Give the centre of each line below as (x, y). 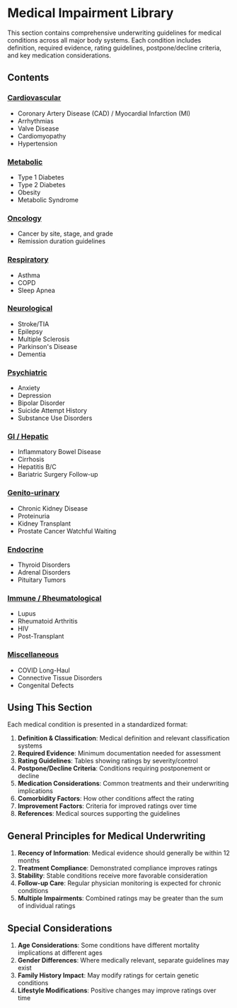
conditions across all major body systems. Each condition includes (104, 40)
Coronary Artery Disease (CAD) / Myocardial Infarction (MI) (104, 113)
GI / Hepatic (28, 436)
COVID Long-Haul (44, 670)
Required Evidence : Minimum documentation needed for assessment (119, 753)
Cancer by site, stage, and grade (65, 234)
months (29, 860)
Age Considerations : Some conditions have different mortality (109, 946)
